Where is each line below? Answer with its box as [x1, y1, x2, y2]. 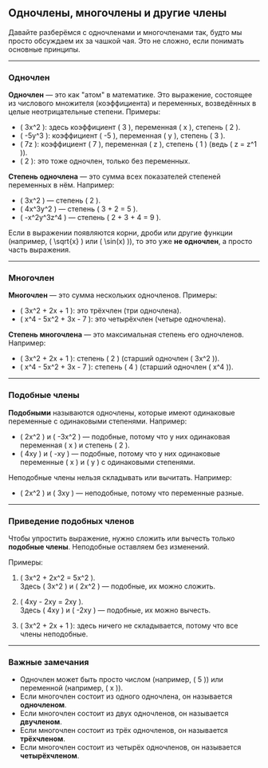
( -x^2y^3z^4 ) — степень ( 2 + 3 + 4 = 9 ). [19, 213, 161, 223]
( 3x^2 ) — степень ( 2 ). [19, 195, 101, 206]
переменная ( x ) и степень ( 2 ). [19, 440, 130, 450]
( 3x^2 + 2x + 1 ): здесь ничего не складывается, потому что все [19, 621, 238, 630]
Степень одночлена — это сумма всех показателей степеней [8, 171, 221, 182]
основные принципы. [8, 44, 81, 54]
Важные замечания [8, 656, 89, 668]
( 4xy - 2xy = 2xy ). [19, 597, 84, 606]
